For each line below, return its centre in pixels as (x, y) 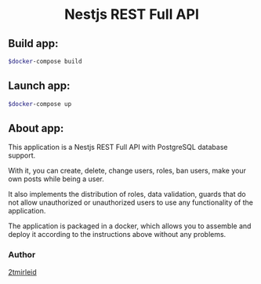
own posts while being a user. (56, 179)
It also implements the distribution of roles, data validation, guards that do (127, 195)
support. (22, 155)
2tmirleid (22, 271)
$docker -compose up (40, 104)
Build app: (33, 44)
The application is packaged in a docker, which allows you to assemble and (130, 226)
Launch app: (39, 86)
